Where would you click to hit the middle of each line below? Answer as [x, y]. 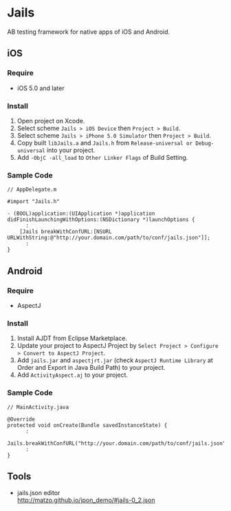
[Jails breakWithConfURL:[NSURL [66, 232]
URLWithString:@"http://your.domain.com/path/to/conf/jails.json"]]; [109, 238]
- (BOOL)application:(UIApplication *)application [81, 214]
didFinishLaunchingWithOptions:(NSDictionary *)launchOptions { [101, 220]
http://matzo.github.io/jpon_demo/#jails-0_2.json [86, 500]
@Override [21, 419]
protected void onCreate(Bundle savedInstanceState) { [87, 425]
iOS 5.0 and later [41, 88]
